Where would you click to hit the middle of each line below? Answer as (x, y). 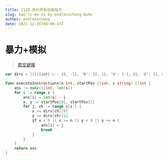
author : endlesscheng (28, 19)
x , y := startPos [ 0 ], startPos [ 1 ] (59, 102)
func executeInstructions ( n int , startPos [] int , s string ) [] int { (78, 83)
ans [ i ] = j (52, 125)
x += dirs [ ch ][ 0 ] (50, 111)
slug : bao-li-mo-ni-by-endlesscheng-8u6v (49, 14)
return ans (25, 148)
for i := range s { (34, 92)
